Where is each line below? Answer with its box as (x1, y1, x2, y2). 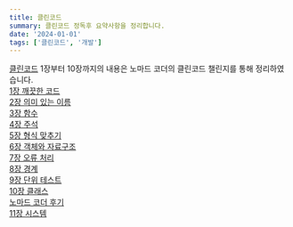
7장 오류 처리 (9, 152, 55, 163)
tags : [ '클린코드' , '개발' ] (9, 37, 102, 47)
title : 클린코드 (9, 12, 62, 22)
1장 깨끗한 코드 (9, 85, 61, 96)
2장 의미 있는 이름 (9, 97, 71, 108)
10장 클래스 (9, 186, 49, 197)
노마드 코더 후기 (9, 197, 65, 207)
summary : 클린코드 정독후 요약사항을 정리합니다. (9, 21, 166, 30)
